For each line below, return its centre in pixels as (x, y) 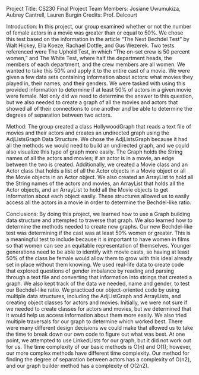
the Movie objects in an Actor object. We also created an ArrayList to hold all (100, 177)
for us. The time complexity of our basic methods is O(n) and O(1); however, (99, 347)
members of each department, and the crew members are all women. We (96, 64)
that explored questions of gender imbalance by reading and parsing (90, 271)
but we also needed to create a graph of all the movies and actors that (92, 102)
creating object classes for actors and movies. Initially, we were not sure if (97, 302)
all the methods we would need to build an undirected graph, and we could (98, 146)
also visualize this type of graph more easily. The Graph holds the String (94, 152)
